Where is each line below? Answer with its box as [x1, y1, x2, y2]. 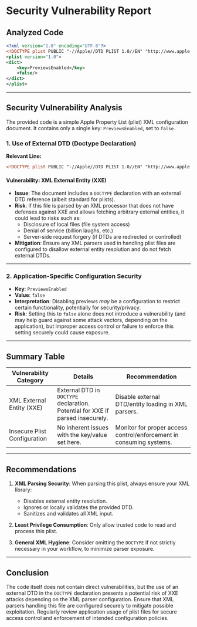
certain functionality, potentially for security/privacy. [14, 304, 141, 311]
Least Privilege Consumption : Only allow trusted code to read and [14, 521, 176, 528]
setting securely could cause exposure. [14, 329, 110, 336]
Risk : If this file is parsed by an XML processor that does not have [14, 202, 174, 209]
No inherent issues [57, 423, 109, 432]
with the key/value [57, 431, 107, 439]
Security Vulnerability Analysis [6, 103, 123, 113]
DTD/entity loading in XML [115, 400, 188, 408]
